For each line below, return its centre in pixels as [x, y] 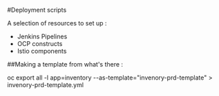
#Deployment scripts [37, 10]
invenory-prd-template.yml [46, 85]
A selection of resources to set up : [57, 23]
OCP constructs [40, 44]
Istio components [42, 51]
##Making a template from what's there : [65, 64]
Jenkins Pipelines [42, 36]
